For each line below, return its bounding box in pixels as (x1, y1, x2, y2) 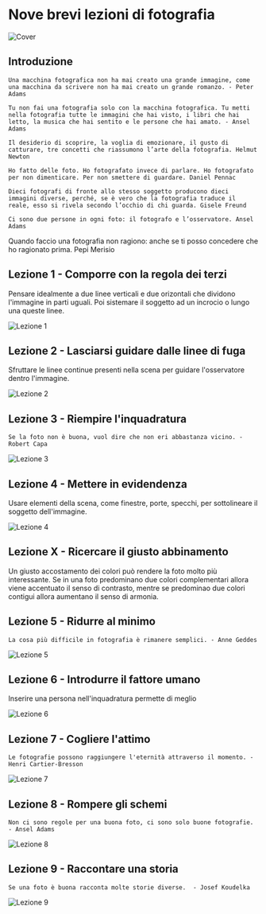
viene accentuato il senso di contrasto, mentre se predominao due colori (8, 583, 246, 593)
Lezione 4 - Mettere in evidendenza (8, 477, 188, 491)
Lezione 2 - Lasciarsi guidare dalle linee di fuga (8, 344, 246, 357)
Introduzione (8, 55, 74, 68)
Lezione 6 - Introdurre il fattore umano (8, 673, 201, 686)
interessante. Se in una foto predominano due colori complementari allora (8, 574, 249, 584)
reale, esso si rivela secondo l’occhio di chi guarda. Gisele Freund (8, 201, 247, 209)
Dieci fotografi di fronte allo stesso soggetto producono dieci (8, 187, 229, 196)
